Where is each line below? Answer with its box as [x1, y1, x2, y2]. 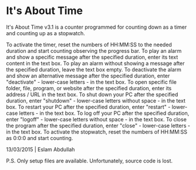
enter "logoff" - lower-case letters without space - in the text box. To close [6, 115, 187, 123]
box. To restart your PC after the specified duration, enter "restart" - [6, 103, 171, 110]
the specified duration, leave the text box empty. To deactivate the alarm [6, 66, 182, 73]
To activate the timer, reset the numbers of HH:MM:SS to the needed [6, 41, 172, 48]
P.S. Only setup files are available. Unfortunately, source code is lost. [6, 157, 173, 164]
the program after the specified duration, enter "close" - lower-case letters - [6, 122, 191, 129]
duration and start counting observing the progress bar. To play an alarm [6, 47, 182, 54]
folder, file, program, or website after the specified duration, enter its [6, 84, 172, 91]
